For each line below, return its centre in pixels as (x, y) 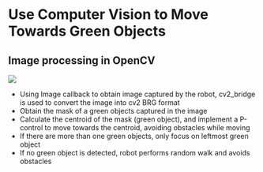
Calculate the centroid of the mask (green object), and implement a (129, 119)
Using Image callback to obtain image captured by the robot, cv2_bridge (137, 94)
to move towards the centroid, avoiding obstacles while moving (147, 127)
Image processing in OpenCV (82, 60)
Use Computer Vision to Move (109, 15)
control (31, 127)
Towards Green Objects (87, 31)
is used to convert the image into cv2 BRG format (100, 103)
